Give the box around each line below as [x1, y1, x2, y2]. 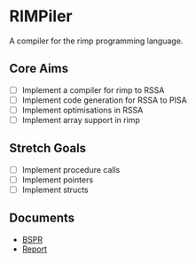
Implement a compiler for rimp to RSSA [21, 84, 165, 95]
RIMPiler [9, 6, 73, 27]
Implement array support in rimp [21, 114, 140, 125]
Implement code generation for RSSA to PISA [21, 95, 188, 105]
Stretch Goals [9, 141, 87, 156]
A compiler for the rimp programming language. [9, 35, 184, 46]
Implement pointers [21, 174, 94, 185]
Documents [9, 211, 75, 226]
